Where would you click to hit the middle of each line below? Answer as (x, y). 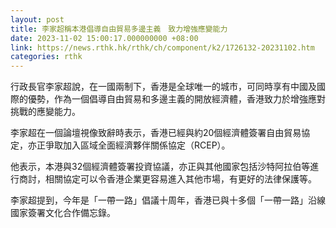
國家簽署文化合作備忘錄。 (63, 213)
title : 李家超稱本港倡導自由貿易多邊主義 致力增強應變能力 (119, 29)
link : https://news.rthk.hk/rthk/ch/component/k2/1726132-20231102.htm (162, 47)
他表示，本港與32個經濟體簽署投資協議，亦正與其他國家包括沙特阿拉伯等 (160, 167)
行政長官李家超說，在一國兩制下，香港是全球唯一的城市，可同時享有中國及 (163, 87)
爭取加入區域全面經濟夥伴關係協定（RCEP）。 (137, 145)
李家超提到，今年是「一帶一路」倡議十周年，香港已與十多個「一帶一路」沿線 (168, 200)
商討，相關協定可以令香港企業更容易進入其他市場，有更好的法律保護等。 (167, 179)
